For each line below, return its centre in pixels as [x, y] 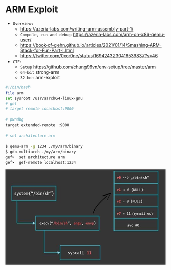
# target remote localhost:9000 [39, 109]
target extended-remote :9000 [37, 125]
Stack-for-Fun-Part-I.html [47, 50]
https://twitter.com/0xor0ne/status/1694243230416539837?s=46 [89, 56]
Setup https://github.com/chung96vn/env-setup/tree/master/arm [88, 67]
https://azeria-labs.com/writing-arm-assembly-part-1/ [77, 28]
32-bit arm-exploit [40, 77]
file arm [15, 93]
